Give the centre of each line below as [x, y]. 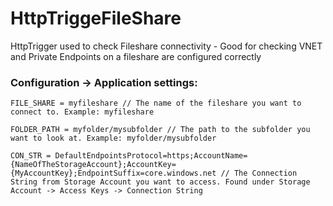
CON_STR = [31, 156]
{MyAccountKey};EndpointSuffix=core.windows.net [113, 173]
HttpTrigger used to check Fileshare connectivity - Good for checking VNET [166, 46]
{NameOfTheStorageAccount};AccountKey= [93, 165]
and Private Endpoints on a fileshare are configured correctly [136, 56]
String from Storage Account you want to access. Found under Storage [160, 182]
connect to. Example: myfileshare [82, 112]
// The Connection [259, 173]
